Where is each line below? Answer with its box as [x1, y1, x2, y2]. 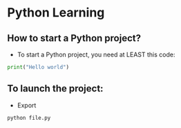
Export [17, 101, 37, 109]
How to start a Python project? [7, 32, 142, 44]
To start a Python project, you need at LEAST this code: [17, 50, 175, 58]
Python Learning [7, 5, 105, 21]
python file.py [7, 114, 51, 121]
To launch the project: [7, 83, 104, 94]
